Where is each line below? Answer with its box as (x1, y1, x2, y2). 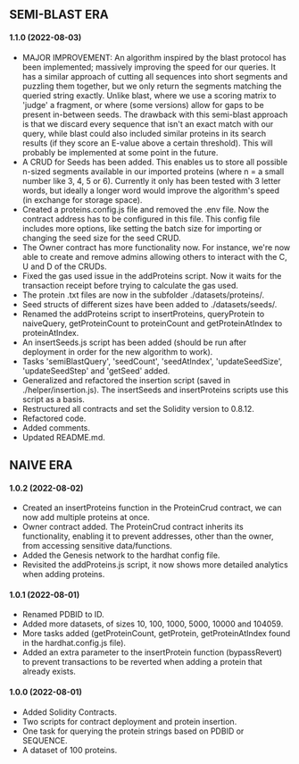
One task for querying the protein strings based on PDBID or (21, 726, 245, 736)
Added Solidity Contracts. (21, 706, 118, 718)
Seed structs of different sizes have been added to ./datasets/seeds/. (21, 298, 278, 309)
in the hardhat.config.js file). (21, 638, 127, 649)
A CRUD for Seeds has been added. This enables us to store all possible (21, 156, 288, 167)
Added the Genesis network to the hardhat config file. (21, 550, 220, 561)
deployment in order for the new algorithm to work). (21, 346, 213, 357)
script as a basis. (21, 393, 85, 405)
